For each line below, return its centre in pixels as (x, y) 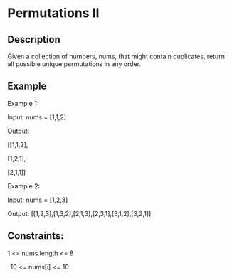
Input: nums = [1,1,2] (37, 117)
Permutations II (53, 13)
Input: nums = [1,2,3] (38, 200)
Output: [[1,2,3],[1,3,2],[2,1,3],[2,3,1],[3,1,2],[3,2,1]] (79, 213)
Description (34, 39)
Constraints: (36, 236)
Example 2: (24, 186)
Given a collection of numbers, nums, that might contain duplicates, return (116, 56)
